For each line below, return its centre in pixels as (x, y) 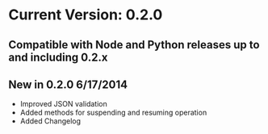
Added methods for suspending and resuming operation (113, 113)
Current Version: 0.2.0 (86, 15)
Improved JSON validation (63, 104)
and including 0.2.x (58, 57)
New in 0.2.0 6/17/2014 (68, 84)
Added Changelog (50, 121)
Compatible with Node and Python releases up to (134, 45)
